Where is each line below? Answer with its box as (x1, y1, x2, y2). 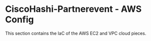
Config (5, 14, 34, 25)
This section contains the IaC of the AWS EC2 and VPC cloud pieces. (5, 30, 147, 36)
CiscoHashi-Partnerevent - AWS (5, 3, 142, 15)
